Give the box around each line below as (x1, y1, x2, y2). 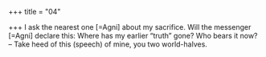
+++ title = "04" (8, 7, 61, 16)
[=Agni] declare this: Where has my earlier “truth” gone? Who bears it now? (8, 31, 259, 40)
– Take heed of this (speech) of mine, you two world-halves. (8, 39, 207, 49)
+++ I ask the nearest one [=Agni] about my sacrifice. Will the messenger (8, 22, 252, 31)
